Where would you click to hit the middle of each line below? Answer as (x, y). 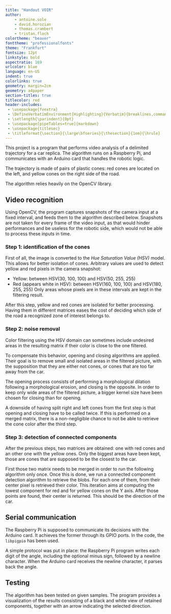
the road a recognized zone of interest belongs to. (58, 316)
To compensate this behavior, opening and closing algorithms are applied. (83, 355)
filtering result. (28, 295)
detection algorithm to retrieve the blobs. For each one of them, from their (83, 480)
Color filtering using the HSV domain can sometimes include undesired (80, 340)
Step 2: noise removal (33, 329)
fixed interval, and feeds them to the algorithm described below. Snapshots (84, 218)
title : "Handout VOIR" (29, 10)
